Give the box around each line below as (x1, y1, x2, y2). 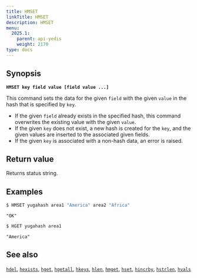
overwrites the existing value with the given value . (14, 118, 136, 125)
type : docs (6, 47, 33, 53)
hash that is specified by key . (6, 101, 76, 108)
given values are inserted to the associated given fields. (14, 130, 150, 138)
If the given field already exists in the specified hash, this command (14, 112, 181, 119)
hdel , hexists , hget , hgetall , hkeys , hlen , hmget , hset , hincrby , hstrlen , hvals (6, 265, 191, 272)
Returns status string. (6, 170, 58, 177)
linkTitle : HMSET (6, 14, 49, 20)
